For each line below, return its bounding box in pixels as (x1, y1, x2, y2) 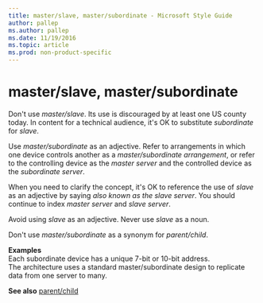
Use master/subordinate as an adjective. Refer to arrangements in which (8, 141, 246, 151)
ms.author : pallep (8, 26, 69, 34)
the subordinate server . (8, 166, 85, 176)
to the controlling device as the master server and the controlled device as (8, 158, 252, 168)
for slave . (8, 126, 40, 135)
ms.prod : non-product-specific (8, 49, 112, 56)
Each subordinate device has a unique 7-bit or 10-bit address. (8, 254, 211, 263)
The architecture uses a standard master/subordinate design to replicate (8, 262, 246, 271)
